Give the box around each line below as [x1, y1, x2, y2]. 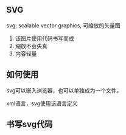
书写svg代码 [6, 119, 53, 130]
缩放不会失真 [15, 42, 47, 49]
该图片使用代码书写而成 [15, 35, 74, 42]
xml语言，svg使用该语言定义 [6, 100, 78, 107]
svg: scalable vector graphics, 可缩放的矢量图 [6, 21, 121, 29]
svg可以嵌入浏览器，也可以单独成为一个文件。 [6, 86, 122, 94]
